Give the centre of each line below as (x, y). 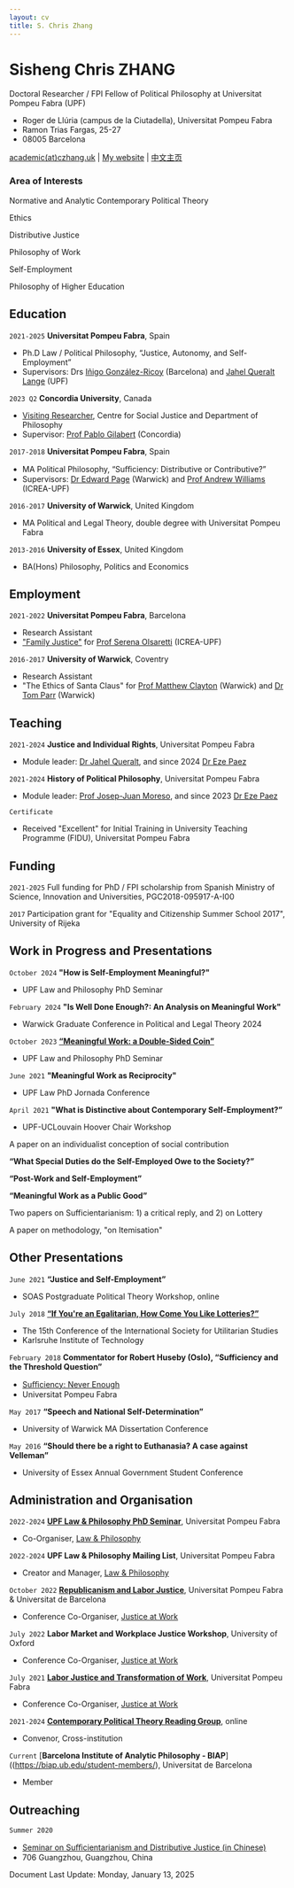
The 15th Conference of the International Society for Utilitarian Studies (150, 1331)
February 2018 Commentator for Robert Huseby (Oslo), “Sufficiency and (144, 1357)
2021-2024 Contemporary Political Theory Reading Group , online (128, 1721)
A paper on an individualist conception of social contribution (119, 1144)
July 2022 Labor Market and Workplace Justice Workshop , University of (143, 1634)
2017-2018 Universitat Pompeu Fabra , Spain (89, 451)
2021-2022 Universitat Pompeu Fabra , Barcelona (97, 616)
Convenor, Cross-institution (72, 1738)
